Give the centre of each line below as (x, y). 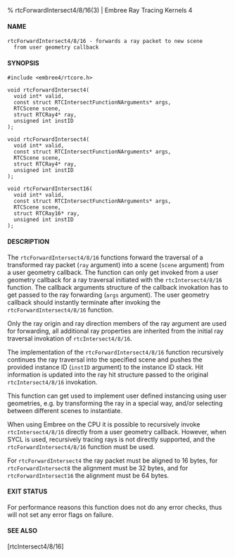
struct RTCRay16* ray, (47, 214)
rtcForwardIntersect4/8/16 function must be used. (81, 446)
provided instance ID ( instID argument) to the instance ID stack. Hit (106, 367)
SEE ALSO (22, 531)
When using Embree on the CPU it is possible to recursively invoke (104, 424)
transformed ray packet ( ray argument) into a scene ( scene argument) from (116, 264)
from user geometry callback (56, 48)
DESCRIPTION (28, 241)
